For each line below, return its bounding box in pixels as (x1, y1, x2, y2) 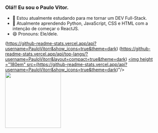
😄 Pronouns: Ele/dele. (12, 31, 58, 37)
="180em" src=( (5, 61, 38, 68)
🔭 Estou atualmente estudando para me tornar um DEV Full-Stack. (12, 15, 147, 21)
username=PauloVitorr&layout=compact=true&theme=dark (5, 56, 126, 62)
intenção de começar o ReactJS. (12, 26, 79, 32)
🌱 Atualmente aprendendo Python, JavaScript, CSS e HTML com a (12, 20, 148, 26)
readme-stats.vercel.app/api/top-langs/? (5, 51, 88, 57)
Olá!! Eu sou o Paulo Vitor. (5, 4, 69, 11)
